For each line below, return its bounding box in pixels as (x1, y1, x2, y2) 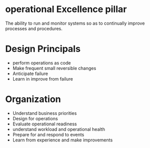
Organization (5, 94, 61, 105)
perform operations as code (12, 59, 71, 66)
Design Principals (5, 43, 81, 55)
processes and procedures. (5, 25, 63, 31)
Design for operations (12, 115, 58, 121)
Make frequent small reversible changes (12, 65, 96, 71)
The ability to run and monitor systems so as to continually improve (5, 20, 145, 26)
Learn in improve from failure (12, 76, 73, 82)
